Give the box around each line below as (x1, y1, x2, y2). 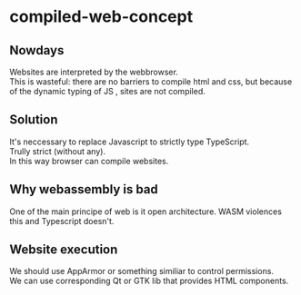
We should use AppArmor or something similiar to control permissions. (9, 266, 275, 277)
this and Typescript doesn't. (9, 215, 115, 226)
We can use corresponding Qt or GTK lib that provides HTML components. (9, 275, 289, 287)
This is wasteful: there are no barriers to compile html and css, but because (9, 76, 293, 87)
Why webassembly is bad (9, 182, 159, 197)
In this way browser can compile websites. (9, 155, 169, 166)
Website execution (9, 242, 118, 258)
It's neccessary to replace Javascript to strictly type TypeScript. (9, 136, 250, 147)
